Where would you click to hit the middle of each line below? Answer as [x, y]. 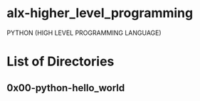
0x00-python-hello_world [66, 88]
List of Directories [60, 62]
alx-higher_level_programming [100, 13]
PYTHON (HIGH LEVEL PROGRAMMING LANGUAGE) [84, 33]
